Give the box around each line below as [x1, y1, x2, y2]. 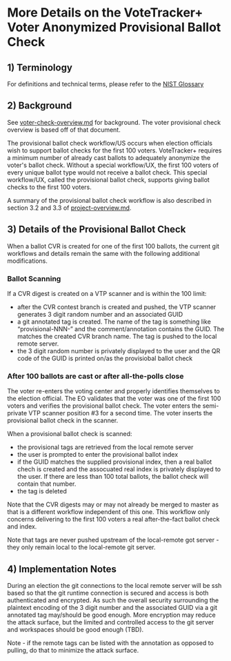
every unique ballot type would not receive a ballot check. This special [7, 168, 208, 177]
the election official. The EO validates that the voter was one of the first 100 [7, 395, 221, 403]
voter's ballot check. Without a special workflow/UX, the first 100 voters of [7, 161, 219, 169]
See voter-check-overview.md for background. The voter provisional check [7, 118, 221, 126]
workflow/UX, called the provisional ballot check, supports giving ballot [7, 175, 210, 184]
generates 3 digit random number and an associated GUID [17, 310, 183, 318]
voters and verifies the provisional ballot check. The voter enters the [7, 402, 201, 410]
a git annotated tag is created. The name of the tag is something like [17, 317, 212, 326]
